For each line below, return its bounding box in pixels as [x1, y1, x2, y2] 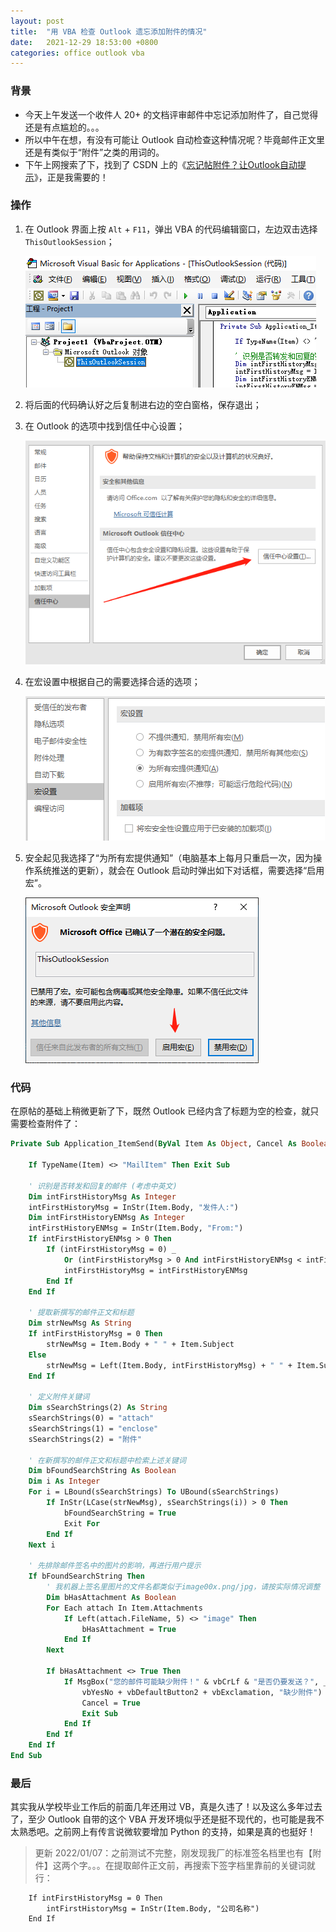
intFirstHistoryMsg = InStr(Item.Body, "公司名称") [46, 1904, 260, 1914]
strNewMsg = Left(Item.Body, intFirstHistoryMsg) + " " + [46, 1360, 293, 1370]
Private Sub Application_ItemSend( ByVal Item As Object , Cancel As [10, 1139, 298, 1149]
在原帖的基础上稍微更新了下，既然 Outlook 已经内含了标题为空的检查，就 [10, 1105, 311, 1117]
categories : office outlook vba [10, 48, 145, 58]
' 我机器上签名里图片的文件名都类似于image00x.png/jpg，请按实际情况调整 [46, 1582, 321, 1592]
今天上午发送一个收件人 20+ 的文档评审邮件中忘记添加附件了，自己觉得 [24, 108, 319, 120]
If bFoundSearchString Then [28, 1571, 145, 1582]
